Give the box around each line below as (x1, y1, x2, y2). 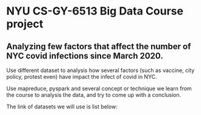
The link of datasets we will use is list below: (6, 103, 118, 110)
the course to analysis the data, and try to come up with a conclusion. (6, 91, 182, 98)
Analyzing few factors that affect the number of (6, 41, 191, 51)
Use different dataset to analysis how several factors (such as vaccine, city (6, 67, 195, 74)
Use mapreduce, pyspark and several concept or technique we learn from (6, 85, 192, 92)
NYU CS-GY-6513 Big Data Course (6, 4, 184, 18)
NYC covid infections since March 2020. (6, 50, 163, 61)
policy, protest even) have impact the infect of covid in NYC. (6, 73, 157, 80)
